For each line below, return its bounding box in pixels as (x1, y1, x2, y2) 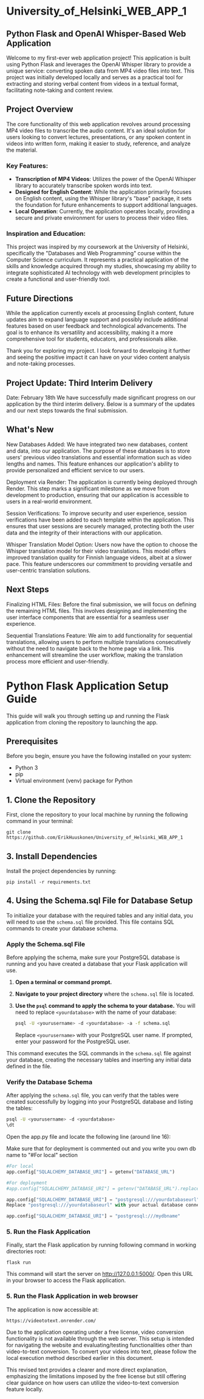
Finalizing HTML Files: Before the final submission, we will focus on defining (6, 600, 197, 607)
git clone (6, 829, 32, 835)
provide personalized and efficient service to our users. (6, 466, 145, 473)
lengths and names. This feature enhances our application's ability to (6, 460, 179, 467)
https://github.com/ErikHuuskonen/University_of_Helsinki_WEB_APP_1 (6, 835, 183, 841)
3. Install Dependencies (6, 851, 98, 862)
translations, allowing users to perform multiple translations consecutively (6, 638, 191, 645)
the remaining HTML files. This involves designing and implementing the (6, 607, 187, 614)
